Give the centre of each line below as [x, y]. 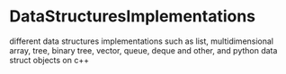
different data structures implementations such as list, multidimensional [142, 41]
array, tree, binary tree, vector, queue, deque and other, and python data [143, 50]
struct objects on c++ [49, 60]
